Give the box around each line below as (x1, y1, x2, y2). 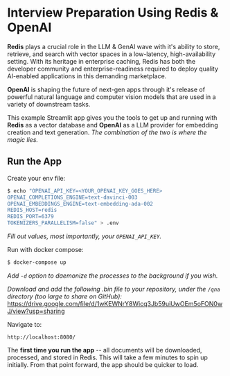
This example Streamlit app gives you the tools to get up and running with (7, 113, 218, 122)
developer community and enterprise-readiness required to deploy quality (7, 64, 219, 73)
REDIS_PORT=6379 (7, 213, 54, 220)
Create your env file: (7, 174, 66, 182)
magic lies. (7, 135, 39, 143)
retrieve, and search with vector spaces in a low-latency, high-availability (7, 50, 216, 58)
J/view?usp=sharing (7, 307, 65, 315)
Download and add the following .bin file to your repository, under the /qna (7, 285, 220, 293)
